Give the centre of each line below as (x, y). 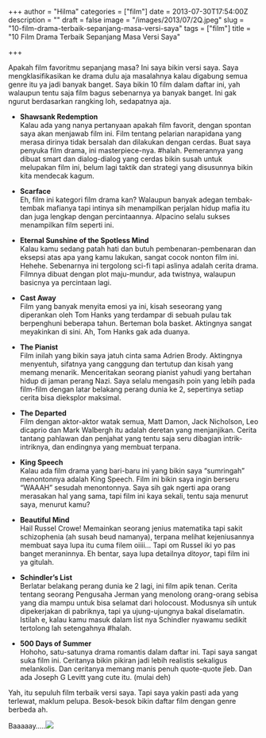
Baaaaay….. (27, 726)
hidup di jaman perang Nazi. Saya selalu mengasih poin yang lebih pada (137, 381)
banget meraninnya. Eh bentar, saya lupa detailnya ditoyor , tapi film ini (135, 554)
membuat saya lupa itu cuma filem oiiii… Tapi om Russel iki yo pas (127, 545)
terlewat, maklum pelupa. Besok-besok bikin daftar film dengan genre (122, 701)
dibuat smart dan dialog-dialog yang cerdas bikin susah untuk (121, 159)
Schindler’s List (46, 578)
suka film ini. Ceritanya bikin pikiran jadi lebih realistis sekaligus (123, 660)
